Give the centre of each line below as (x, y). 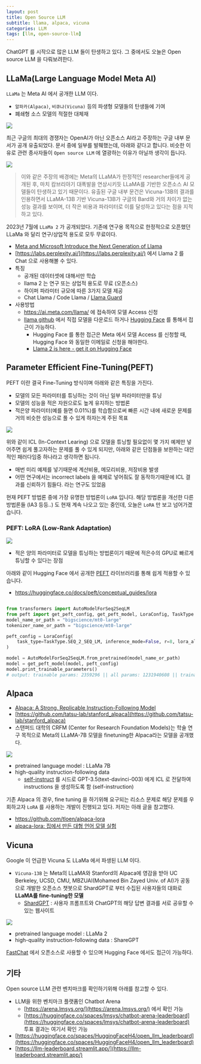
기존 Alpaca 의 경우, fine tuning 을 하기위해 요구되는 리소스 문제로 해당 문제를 (97, 799)
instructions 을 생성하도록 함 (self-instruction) (79, 787)
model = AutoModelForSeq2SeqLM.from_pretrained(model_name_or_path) (93, 658)
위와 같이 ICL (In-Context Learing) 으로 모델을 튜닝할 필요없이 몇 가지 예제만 (96, 442)
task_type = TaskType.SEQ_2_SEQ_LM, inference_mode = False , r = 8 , (96, 642)
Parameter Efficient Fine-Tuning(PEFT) (80, 368)
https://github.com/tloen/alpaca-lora (60, 819)
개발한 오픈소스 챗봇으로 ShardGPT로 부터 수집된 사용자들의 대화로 (104, 888)
